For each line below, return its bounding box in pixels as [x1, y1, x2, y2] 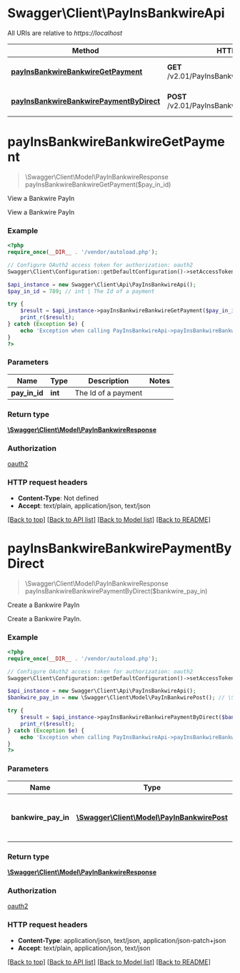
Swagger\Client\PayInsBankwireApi [7, 5, 225, 21]
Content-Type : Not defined [17, 493, 99, 502]
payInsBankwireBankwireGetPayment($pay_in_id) [24, 180, 171, 189]
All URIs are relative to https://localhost [7, 29, 123, 37]
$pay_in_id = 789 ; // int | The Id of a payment [7, 287, 155, 295]
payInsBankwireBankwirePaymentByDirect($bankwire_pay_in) [24, 586, 208, 595]
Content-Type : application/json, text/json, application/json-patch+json [17, 936, 226, 944]
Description [88, 375, 129, 385]
